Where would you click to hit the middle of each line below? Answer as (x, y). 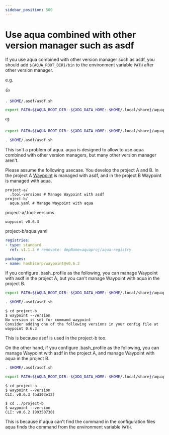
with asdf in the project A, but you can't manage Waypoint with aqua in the (82, 278)
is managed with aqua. (29, 181)
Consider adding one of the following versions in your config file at (82, 324)
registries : (18, 240)
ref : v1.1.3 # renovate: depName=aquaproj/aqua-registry (71, 249)
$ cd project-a (21, 386)
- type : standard (23, 245)
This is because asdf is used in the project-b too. (56, 338)
